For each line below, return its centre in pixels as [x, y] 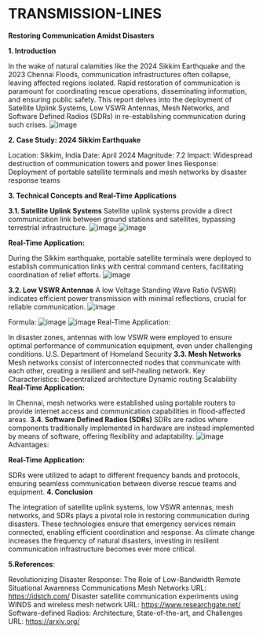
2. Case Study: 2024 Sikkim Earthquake [75, 139]
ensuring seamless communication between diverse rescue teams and [122, 483]
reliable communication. [47, 306]
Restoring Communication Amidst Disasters [81, 35]
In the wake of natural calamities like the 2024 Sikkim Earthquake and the [127, 66]
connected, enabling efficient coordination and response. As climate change [131, 532]
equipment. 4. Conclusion [51, 491]
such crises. [28, 124]
